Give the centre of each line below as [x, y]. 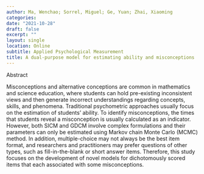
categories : [21, 18]
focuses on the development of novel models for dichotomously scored [96, 158]
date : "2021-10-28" [31, 23]
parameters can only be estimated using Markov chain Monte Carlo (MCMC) [102, 132]
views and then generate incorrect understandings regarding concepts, [96, 100]
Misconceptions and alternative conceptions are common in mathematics [98, 87]
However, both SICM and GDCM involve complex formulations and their [96, 125]
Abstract [17, 74]
